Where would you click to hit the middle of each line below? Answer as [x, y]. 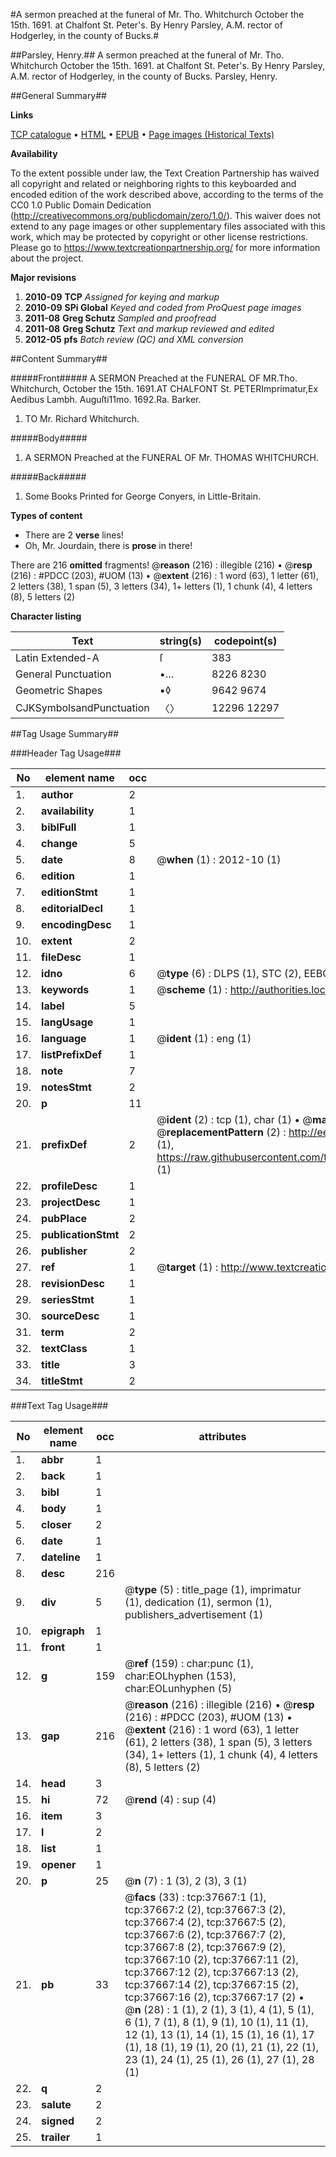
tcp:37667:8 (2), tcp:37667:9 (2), [205, 1947]
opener [59, 1864]
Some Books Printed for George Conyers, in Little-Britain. [143, 496]
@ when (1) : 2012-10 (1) [219, 859]
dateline [61, 1557]
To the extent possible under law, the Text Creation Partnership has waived [165, 173]
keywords [65, 989]
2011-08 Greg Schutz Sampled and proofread [120, 318]
